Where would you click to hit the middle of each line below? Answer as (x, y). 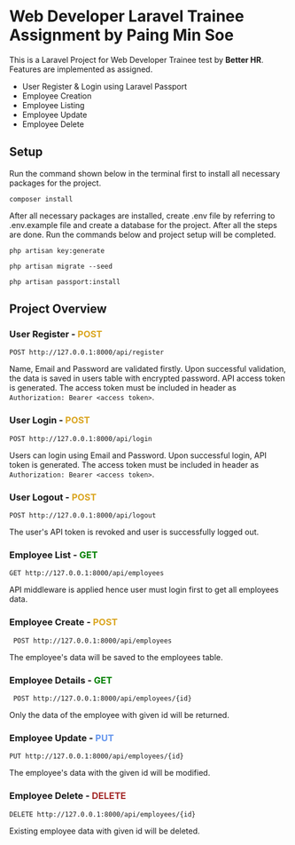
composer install (41, 199)
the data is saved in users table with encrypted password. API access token (147, 378)
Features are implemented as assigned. (81, 69)
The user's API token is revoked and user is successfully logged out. (134, 532)
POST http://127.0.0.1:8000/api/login (81, 438)
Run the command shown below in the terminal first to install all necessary (145, 173)
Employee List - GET (54, 555)
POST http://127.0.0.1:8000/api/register (87, 352)
